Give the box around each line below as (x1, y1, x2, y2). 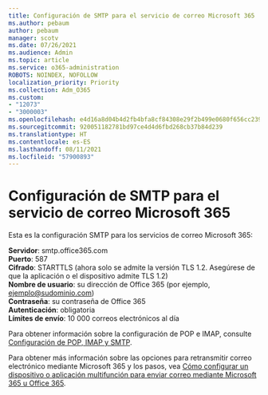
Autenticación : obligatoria (8, 305, 96, 315)
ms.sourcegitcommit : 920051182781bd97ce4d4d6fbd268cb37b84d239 (8, 123, 223, 131)
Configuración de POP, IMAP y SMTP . (8, 338, 133, 347)
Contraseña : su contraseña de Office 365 (8, 297, 146, 306)
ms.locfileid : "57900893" (8, 152, 94, 160)
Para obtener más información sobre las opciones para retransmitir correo (8, 353, 253, 363)
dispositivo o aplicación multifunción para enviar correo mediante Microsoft (8, 370, 257, 380)
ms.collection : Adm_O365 (8, 85, 91, 94)
